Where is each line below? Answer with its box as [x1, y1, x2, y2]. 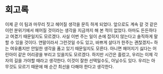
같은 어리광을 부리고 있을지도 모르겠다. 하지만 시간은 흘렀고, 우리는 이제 [18, 51, 153, 57]
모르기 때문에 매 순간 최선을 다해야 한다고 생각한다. [18, 63, 114, 69]
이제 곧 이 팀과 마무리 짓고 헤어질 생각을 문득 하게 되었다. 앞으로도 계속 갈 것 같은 [5, 21, 158, 27]
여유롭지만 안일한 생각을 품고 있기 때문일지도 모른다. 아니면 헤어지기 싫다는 [10, 45, 152, 51]
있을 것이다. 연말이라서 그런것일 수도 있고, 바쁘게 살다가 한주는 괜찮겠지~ [15, 39, 153, 45]
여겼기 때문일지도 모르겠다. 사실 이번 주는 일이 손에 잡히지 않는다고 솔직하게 [10, 33, 153, 39]
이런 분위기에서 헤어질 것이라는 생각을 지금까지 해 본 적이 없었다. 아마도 [5, 27, 140, 33]
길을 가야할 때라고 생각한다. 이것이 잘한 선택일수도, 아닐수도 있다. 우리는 [14, 58, 150, 63]
